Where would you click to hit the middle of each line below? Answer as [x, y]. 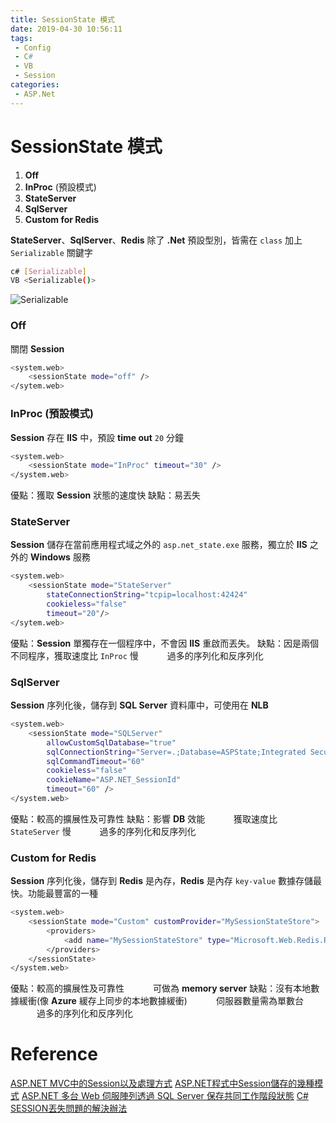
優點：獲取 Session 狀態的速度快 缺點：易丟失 [106, 495]
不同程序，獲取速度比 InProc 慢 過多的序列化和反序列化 [137, 655]
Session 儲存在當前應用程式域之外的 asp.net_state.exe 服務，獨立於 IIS [159, 545]
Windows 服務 [60, 557]
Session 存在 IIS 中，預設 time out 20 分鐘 [97, 437]
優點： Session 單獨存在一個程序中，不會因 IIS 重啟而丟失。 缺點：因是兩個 [165, 643]
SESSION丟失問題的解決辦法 [69, 1108]
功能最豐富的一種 [62, 893]
